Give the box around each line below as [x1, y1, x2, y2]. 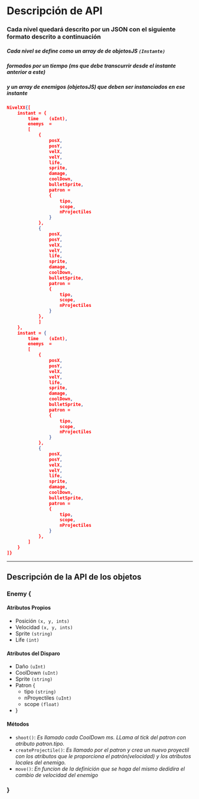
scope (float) [24, 701, 60, 708]
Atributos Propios [6, 604, 51, 612]
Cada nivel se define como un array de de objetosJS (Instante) [6, 47, 166, 54]
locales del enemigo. [15, 759, 66, 766]
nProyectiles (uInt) [24, 694, 72, 701]
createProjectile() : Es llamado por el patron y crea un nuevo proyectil [15, 746, 190, 753]
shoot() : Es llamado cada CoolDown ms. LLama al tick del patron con [15, 733, 187, 740]
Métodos [6, 720, 30, 727]
